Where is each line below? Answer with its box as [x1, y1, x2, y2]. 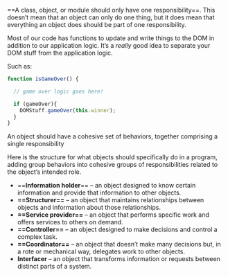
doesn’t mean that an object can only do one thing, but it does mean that [7, 13, 215, 21]
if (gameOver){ [13, 100, 58, 107]
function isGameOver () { [7, 75, 79, 82]
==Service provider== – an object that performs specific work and [17, 211, 210, 219]
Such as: [7, 62, 33, 70]
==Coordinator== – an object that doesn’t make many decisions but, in [17, 240, 222, 249]
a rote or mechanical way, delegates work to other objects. [17, 247, 186, 256]
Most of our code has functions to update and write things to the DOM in [7, 34, 215, 42]
